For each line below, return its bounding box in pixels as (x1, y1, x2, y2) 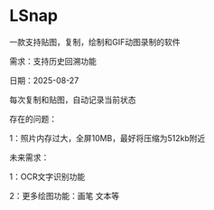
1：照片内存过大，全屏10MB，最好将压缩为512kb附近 (9, 132, 206, 143)
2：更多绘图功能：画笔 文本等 (9, 190, 120, 201)
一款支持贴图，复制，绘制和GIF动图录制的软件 (9, 36, 181, 47)
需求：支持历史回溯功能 (9, 55, 97, 66)
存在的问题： (9, 113, 57, 124)
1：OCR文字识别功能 (9, 171, 86, 182)
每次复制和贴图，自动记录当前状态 (9, 94, 136, 105)
